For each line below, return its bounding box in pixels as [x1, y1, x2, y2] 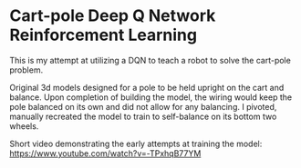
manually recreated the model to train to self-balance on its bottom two [9, 111, 277, 122]
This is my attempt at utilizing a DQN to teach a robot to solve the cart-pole [9, 54, 292, 65]
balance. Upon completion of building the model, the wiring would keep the [9, 92, 293, 103]
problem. [9, 64, 44, 75]
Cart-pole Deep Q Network [9, 5, 216, 26]
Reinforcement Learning [9, 25, 198, 45]
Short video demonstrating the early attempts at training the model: [9, 138, 263, 149]
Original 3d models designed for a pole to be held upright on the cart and [9, 82, 285, 93]
